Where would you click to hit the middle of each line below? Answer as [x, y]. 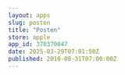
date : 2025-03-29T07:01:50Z [54, 52]
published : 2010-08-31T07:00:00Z [62, 59]
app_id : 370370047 [38, 45]
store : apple [29, 37]
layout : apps [29, 15]
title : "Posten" [34, 30]
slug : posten [29, 23]
